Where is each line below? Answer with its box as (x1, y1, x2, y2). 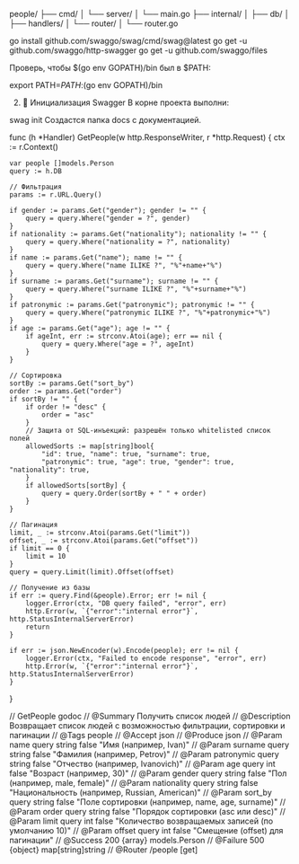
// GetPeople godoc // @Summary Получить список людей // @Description (9, 710, 291, 721)
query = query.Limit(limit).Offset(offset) (9, 568, 175, 577)
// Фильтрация (9, 182, 63, 191)
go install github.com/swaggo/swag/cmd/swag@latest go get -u (9, 36, 248, 46)
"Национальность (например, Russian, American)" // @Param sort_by (9, 787, 272, 798)
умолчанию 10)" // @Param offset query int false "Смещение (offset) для (9, 825, 284, 835)
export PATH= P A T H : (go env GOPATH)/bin (9, 80, 163, 90)
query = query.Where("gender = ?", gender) (25, 214, 191, 223)
